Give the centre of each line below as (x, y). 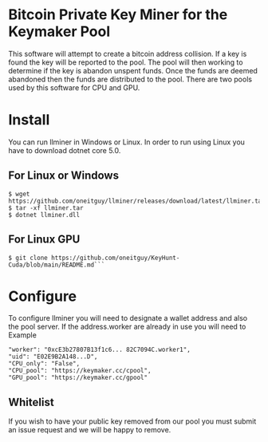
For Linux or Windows (64, 176)
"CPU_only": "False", (44, 364)
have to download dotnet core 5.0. (65, 150)
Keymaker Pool (59, 32)
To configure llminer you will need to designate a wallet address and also (128, 318)
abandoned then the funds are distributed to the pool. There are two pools (130, 79)
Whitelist (31, 402)
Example (23, 335)
